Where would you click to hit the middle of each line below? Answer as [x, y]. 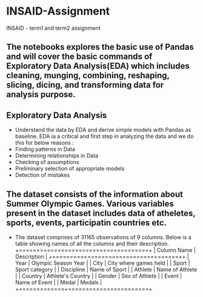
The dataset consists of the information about [95, 194]
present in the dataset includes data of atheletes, [101, 213]
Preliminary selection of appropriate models [70, 169]
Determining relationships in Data [57, 155]
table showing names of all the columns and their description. [92, 244]
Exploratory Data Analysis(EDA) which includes [98, 66]
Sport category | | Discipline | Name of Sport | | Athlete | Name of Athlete [106, 269]
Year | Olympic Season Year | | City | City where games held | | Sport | [103, 263]
